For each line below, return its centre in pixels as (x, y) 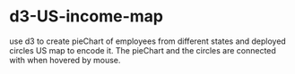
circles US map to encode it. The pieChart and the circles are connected (143, 50)
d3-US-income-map (87, 16)
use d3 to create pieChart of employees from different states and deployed (148, 41)
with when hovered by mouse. (65, 60)
